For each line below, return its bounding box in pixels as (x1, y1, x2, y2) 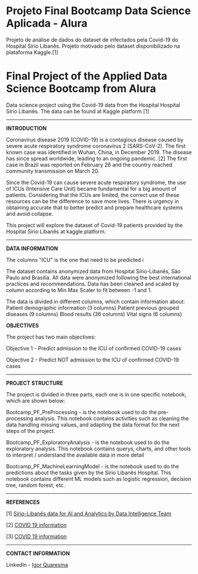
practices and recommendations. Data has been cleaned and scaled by (6, 280, 179, 287)
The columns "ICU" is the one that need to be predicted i (6, 256, 144, 263)
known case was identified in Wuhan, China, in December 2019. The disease (6, 149, 192, 156)
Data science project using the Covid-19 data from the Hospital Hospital (6, 101, 181, 109)
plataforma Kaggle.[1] (6, 48, 58, 55)
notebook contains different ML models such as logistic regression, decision (6, 475, 192, 482)
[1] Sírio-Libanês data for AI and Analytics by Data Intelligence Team (6, 510, 172, 517)
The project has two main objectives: (6, 333, 96, 340)
